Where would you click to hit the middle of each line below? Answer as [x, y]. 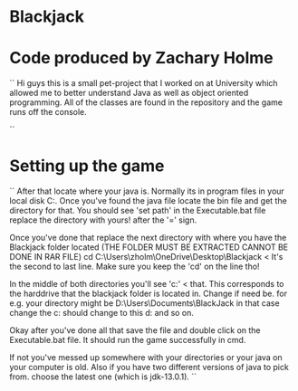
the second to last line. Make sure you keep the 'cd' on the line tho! [135, 267]
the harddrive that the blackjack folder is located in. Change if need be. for [149, 294]
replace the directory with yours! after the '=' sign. [103, 220]
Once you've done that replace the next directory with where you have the [148, 238]
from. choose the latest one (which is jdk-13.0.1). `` [103, 377]
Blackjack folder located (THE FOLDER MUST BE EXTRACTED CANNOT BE [149, 247]
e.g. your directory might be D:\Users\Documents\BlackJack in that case [144, 303]
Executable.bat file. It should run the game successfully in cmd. [128, 340]
